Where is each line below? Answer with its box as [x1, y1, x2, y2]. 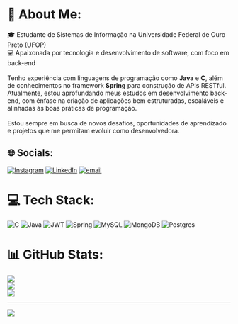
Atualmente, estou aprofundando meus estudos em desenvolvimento [7, 89, 209, 97]
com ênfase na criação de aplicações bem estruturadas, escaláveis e [21, 96, 225, 105]
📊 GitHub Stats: [7, 246, 104, 262]
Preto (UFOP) [7, 40, 47, 49]
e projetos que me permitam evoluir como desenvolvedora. [7, 126, 180, 135]
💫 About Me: [7, 6, 82, 23]
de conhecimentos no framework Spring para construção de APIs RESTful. [7, 81, 227, 89]
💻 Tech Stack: [7, 191, 95, 208]
